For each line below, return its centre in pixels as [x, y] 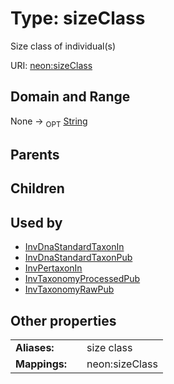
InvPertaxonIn [53, 268]
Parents [35, 154]
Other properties [63, 320]
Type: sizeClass [78, 18]
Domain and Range [70, 97]
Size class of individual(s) [63, 46]
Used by [36, 222]
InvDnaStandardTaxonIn [74, 247]
